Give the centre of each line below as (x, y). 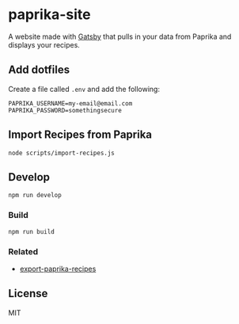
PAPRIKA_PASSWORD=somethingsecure (65, 110)
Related (23, 251)
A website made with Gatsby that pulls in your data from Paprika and (120, 36)
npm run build (32, 231)
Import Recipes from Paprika (80, 135)
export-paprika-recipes (58, 269)
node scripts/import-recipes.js (61, 153)
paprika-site (49, 15)
